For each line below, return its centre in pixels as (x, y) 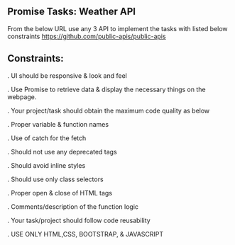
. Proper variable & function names (58, 124)
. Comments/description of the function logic (73, 206)
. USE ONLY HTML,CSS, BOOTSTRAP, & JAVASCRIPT (86, 234)
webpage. (22, 97)
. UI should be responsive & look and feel (67, 75)
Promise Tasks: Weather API (72, 12)
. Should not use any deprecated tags (62, 152)
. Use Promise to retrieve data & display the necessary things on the (106, 89)
